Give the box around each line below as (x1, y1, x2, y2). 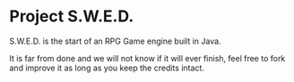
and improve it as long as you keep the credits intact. (9, 62, 204, 73)
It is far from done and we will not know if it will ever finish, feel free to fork (9, 53, 286, 63)
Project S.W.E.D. (9, 6, 134, 27)
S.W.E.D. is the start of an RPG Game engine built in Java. (9, 36, 221, 46)
